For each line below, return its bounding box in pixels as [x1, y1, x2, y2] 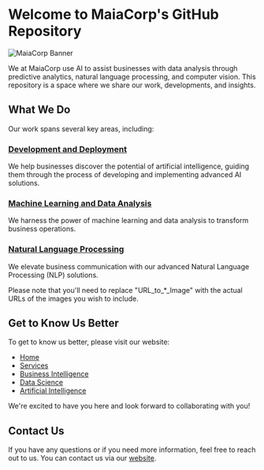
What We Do [8, 103, 71, 117]
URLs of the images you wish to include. [8, 294, 139, 303]
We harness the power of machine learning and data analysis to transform [8, 216, 249, 225]
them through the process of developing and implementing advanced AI [8, 170, 242, 179]
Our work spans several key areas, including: [8, 124, 154, 133]
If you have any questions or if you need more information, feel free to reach [8, 445, 256, 454]
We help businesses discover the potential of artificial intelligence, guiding [8, 161, 250, 171]
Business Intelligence [19, 369, 89, 379]
